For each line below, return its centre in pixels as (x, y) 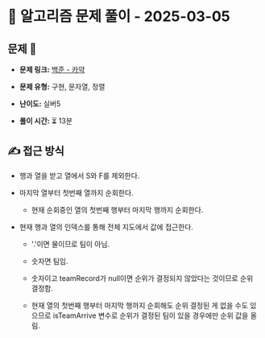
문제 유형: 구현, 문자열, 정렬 (62, 87)
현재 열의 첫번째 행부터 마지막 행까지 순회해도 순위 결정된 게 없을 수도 (140, 305)
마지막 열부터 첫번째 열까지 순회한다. (76, 192)
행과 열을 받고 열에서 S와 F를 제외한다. (79, 175)
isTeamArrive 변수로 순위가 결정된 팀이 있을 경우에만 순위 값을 (151, 315)
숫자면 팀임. (50, 261)
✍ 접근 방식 (36, 151)
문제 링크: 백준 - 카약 (52, 70)
